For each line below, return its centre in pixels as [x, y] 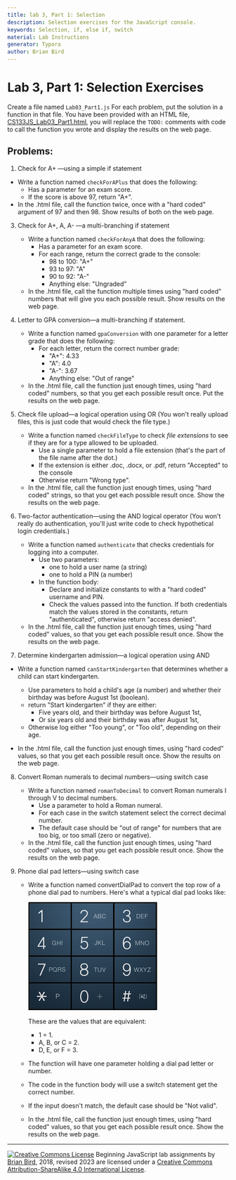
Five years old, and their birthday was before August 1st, [120, 712]
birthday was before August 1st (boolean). [88, 697]
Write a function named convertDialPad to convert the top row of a [124, 884]
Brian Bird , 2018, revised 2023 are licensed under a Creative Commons [110, 1162]
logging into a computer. [63, 552]
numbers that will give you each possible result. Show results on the [126, 299]
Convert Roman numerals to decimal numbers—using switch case [113, 777]
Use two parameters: [69, 559]
